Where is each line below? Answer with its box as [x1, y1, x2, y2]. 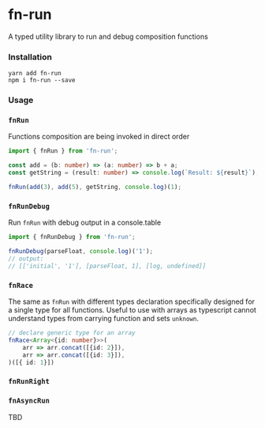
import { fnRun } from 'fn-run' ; [8, 147, 118, 155]
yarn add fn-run [8, 70, 62, 78]
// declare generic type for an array [8, 329, 136, 337]
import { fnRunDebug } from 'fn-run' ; [8, 233, 136, 241]
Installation [8, 51, 53, 62]
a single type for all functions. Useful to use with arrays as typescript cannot [8, 305, 256, 315]
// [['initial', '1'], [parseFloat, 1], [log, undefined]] [8, 262, 207, 270]
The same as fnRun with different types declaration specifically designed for [8, 297, 255, 306]
